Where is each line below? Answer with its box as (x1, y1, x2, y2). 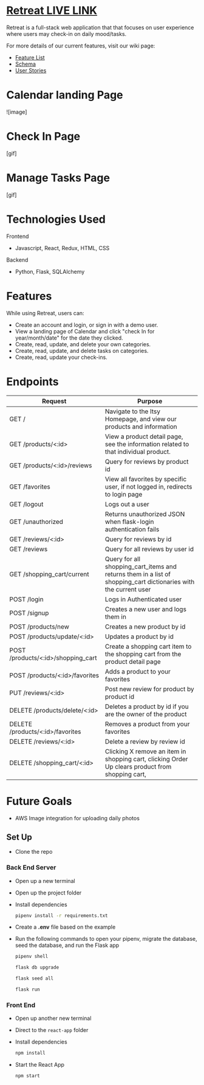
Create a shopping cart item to (105, 642, 192, 651)
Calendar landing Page (6, 88, 123, 102)
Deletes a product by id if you (105, 702, 189, 711)
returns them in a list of (105, 570, 171, 578)
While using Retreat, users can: (6, 309, 84, 316)
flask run (15, 986, 41, 993)
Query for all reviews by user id (105, 545, 194, 553)
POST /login (9, 595, 44, 603)
